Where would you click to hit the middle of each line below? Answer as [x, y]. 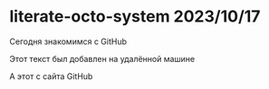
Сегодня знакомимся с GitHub [68, 41]
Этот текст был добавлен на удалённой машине [102, 58]
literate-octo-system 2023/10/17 [135, 17]
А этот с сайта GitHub [51, 76]
